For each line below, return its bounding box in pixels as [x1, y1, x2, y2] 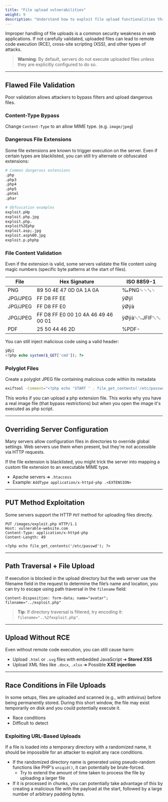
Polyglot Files [5, 365, 39, 372]
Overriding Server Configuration [5, 425, 108, 434]
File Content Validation [5, 249, 62, 256]
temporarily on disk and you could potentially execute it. [5, 705, 121, 711]
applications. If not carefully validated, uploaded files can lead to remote [5, 36, 154, 42]
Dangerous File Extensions [5, 136, 71, 143]
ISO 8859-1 [126, 278, 156, 285]
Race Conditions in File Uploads [5, 681, 106, 689]
